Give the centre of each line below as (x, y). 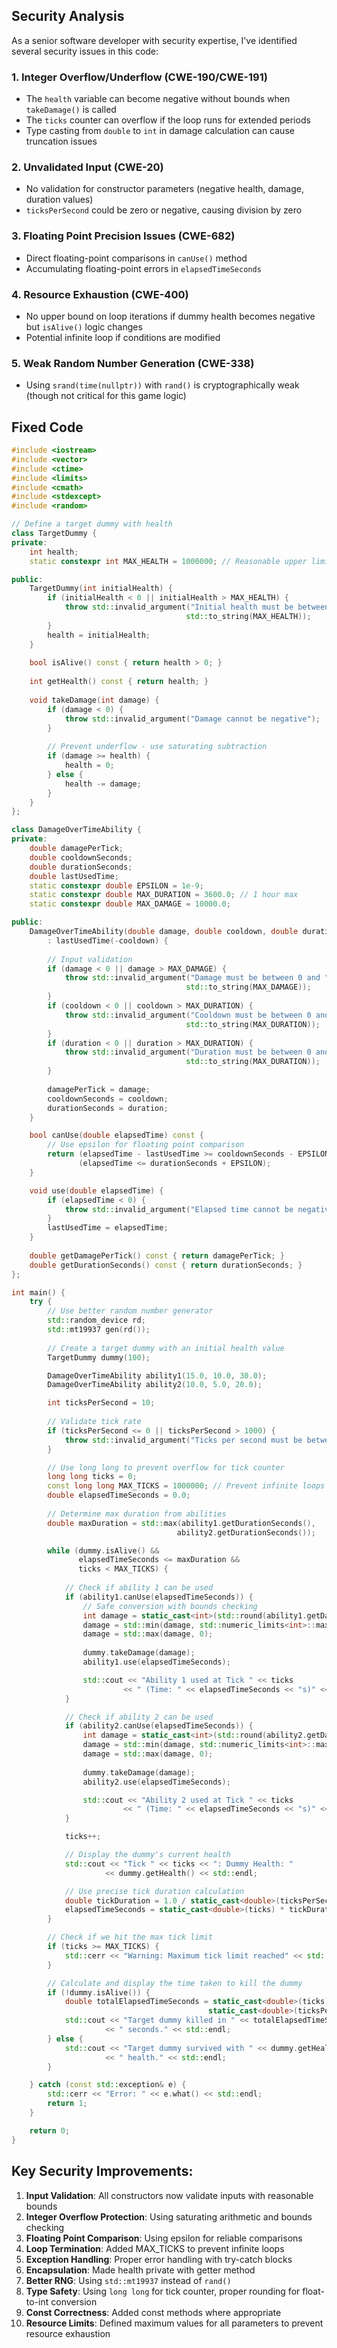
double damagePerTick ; (76, 849)
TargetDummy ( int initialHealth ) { (101, 589)
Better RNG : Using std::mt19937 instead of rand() (128, 2280)
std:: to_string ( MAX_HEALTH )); (248, 617)
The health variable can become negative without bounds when (158, 99)
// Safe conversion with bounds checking (170, 1606)
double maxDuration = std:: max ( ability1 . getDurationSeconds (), (181, 1523)
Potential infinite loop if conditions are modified (123, 337)
